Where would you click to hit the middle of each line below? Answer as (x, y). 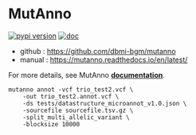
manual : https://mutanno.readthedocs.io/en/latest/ (104, 60)
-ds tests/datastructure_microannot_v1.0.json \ (105, 103)
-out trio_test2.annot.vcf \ (71, 96)
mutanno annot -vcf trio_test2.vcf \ (71, 89)
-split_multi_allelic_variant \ (76, 117)
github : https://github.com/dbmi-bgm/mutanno (98, 51)
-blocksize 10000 (51, 124)
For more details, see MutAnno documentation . (86, 75)
